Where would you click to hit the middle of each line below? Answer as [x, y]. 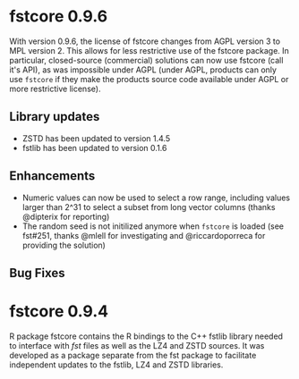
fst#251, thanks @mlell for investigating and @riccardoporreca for [144, 235]
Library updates [55, 117]
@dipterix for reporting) [66, 216]
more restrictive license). [55, 88]
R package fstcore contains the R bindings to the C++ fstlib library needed [146, 336]
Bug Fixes [37, 273]
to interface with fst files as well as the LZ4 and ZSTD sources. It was [137, 345]
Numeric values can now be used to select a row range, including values [156, 198]
